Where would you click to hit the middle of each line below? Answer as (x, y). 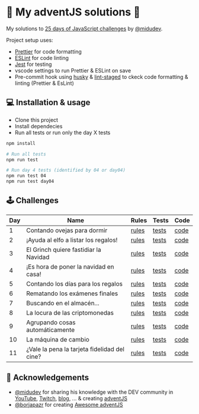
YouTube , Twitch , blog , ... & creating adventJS (71, 398)
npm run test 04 (26, 176)
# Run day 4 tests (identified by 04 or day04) (66, 170)
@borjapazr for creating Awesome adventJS (69, 404)
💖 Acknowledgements (48, 377)
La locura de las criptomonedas (70, 312)
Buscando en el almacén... (63, 303)
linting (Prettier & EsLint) (44, 83)
